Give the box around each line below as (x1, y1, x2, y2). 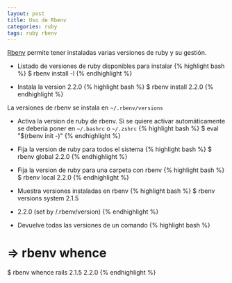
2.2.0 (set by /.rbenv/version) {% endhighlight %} (17, 207, 159, 216)
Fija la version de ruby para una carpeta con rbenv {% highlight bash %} (17, 166, 225, 174)
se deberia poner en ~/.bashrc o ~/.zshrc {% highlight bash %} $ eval (17, 124, 219, 132)
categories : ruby (7, 23, 58, 30)
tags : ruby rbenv (7, 29, 58, 37)
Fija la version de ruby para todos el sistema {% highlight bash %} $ (17, 145, 212, 153)
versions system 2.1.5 (17, 194, 79, 203)
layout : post (7, 10, 45, 17)
